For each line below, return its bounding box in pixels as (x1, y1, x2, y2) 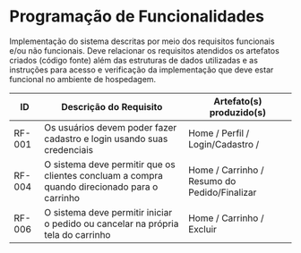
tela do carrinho (44, 228, 111, 240)
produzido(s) (209, 105, 267, 118)
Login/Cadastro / (187, 138, 260, 150)
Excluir (187, 223, 218, 235)
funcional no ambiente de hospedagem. (9, 73, 157, 84)
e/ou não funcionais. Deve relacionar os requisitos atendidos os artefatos (9, 45, 279, 55)
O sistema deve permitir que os (44, 158, 176, 171)
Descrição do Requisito (61, 100, 163, 113)
